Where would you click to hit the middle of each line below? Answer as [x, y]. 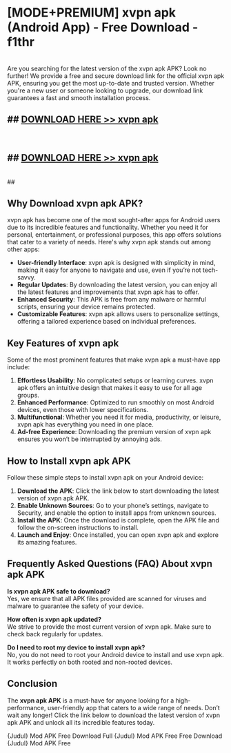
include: [19, 367]
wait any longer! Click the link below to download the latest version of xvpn [114, 715]
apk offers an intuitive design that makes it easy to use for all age [109, 388]
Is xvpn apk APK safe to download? [59, 591]
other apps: [23, 249]
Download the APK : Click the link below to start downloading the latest [118, 491]
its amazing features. [47, 542]
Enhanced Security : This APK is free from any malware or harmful [112, 300]
